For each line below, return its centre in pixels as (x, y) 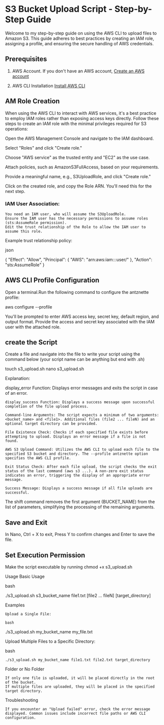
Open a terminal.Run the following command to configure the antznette (77, 292)
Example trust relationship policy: (39, 240)
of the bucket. (21, 683)
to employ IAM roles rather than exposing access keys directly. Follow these (82, 118)
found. (12, 441)
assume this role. (24, 231)
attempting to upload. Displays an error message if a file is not (76, 437)
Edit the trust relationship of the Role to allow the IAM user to (76, 227)
